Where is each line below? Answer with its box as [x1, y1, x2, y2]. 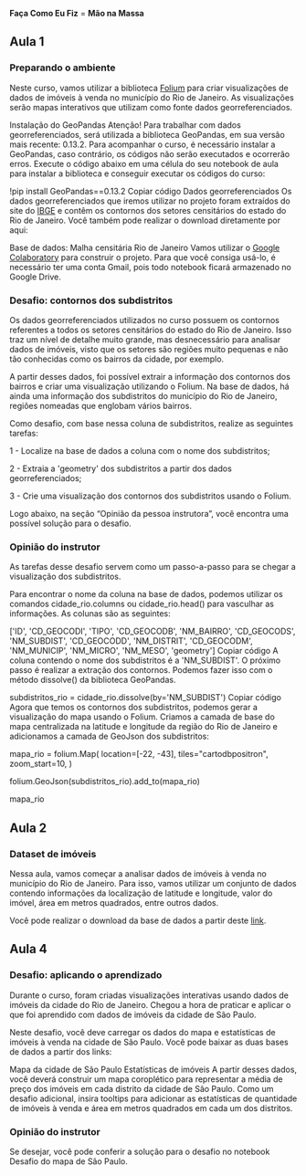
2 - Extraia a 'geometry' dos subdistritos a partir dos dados [9, 463, 233, 474]
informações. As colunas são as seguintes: [9, 608, 171, 619]
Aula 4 [9, 941, 47, 957]
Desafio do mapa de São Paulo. [9, 1155, 128, 1167]
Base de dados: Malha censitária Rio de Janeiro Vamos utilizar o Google [9, 242, 280, 253]
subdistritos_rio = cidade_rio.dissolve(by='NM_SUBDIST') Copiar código [9, 692, 281, 703]
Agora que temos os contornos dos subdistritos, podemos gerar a [9, 702, 259, 713]
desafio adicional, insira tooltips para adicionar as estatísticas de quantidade [9, 1093, 298, 1104]
